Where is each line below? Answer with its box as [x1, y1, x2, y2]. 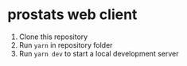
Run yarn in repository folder [18, 40, 113, 49]
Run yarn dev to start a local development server [18, 49, 179, 58]
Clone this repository [18, 32, 88, 41]
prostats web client [7, 6, 138, 24]
